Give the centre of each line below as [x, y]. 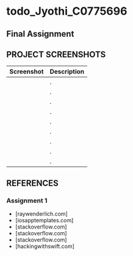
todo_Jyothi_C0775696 [67, 11]
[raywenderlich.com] [41, 214]
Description [67, 71]
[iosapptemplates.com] [44, 221]
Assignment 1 [27, 200]
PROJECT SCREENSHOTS [56, 54]
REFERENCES [33, 183]
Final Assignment [40, 34]
